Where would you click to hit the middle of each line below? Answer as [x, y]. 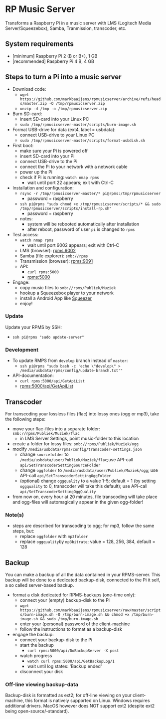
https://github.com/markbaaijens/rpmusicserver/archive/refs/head [90, 99]
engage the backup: [33, 635]
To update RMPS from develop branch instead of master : [70, 360]
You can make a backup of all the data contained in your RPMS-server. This [83, 575]
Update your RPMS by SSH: [34, 327]
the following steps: [25, 419]
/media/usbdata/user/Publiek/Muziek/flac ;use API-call [77, 459]
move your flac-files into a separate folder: [56, 429]
